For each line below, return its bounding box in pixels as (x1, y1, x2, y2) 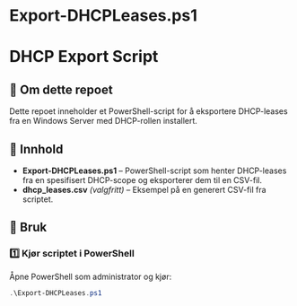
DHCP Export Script (9, 47, 159, 67)
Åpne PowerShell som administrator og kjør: (9, 271, 172, 282)
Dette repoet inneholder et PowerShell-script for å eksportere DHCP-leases (9, 106, 289, 117)
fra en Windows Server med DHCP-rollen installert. (9, 116, 197, 127)
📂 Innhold (9, 141, 64, 157)
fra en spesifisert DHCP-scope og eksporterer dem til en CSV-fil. (22, 175, 263, 185)
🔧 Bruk (9, 220, 48, 235)
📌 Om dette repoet (9, 82, 114, 97)
